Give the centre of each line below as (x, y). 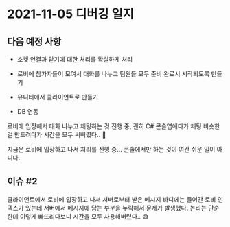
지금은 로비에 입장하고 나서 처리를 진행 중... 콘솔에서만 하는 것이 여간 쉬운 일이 (111, 149)
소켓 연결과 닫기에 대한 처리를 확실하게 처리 (75, 59)
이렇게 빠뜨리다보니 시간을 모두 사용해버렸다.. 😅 (84, 216)
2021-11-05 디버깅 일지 (70, 14)
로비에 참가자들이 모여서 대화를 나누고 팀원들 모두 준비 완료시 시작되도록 (113, 74)
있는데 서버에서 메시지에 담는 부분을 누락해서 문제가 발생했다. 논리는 (116, 208)
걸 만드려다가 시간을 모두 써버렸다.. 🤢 (57, 135)
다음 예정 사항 (34, 41)
